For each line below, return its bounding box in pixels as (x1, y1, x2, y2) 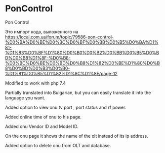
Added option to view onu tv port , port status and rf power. (5, 104, 126, 110)
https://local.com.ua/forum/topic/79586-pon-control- (5, 34, 114, 40)
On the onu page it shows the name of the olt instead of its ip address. (5, 133, 148, 139)
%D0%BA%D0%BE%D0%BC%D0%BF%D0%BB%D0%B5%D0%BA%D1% (5, 39, 159, 45)
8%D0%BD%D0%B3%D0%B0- (5, 65, 70, 71)
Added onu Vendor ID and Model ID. (5, 123, 79, 129)
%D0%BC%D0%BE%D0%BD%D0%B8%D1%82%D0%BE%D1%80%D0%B (5, 60, 160, 66)
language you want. (5, 94, 45, 101)
